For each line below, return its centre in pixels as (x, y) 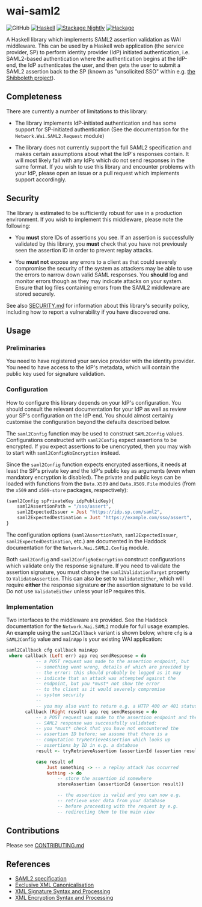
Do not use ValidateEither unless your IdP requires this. (76, 591)
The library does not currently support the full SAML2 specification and (103, 147)
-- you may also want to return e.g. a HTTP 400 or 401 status (117, 706)
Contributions (33, 831)
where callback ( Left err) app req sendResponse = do (78, 656)
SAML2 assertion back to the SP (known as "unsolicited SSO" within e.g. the (101, 71)
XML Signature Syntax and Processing (63, 891)
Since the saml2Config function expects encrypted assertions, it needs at (96, 464)
